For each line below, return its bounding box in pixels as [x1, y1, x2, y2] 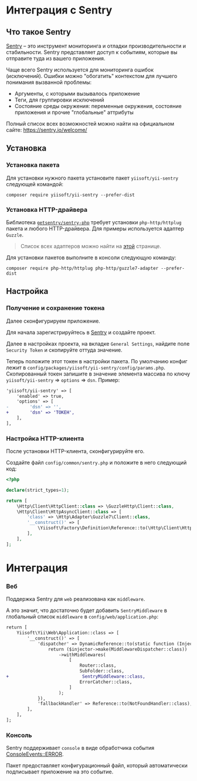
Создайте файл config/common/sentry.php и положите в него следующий [6, 459, 187, 466]
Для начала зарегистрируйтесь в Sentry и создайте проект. [6, 329, 156, 336]
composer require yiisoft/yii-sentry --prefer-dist [6, 192, 135, 198]
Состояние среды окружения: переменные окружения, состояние [14, 103, 182, 109]
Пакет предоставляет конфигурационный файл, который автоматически [6, 762, 188, 769]
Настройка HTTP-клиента [6, 434, 84, 442]
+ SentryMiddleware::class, [6, 674, 145, 679]
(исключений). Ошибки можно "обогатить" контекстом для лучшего [6, 73, 178, 79]
